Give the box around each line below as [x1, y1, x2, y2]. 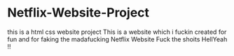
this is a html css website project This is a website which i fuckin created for [7, 28, 227, 36]
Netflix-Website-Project [7, 5, 149, 21]
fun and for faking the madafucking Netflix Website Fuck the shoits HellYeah [7, 35, 228, 43]
